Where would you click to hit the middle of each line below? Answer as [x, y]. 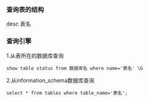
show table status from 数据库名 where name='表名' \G [75, 68]
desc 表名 [19, 24]
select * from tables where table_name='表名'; [67, 93]
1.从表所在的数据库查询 [35, 55]
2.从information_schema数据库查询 [50, 80]
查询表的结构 [25, 9]
